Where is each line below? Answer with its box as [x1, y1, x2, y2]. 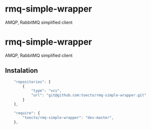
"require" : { [14, 111, 40, 115]
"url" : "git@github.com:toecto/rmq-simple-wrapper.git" [31, 93, 147, 98]
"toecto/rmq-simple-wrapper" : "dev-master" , [22, 115, 114, 120]
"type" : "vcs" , [31, 88, 62, 93]
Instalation [5, 66, 38, 75]
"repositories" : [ [14, 79, 51, 84]
